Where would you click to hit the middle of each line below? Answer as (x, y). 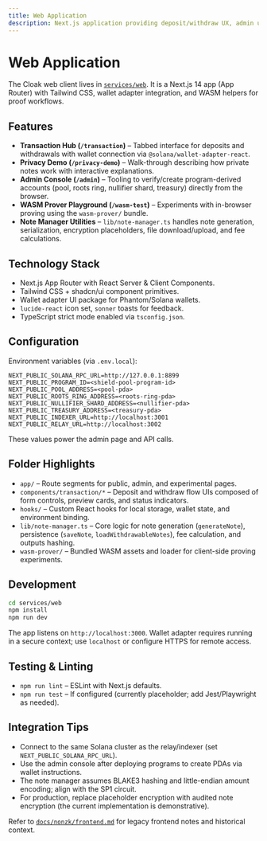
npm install (28, 610)
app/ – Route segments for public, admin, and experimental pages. (128, 483)
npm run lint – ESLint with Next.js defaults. (91, 685)
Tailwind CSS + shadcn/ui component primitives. (99, 291)
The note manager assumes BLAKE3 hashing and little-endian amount (135, 780)
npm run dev (28, 618)
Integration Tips (48, 728)
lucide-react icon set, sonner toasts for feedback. (102, 308)
